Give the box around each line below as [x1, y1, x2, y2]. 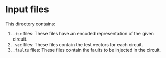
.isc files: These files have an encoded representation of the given [12, 30, 154, 36]
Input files [5, 4, 50, 15]
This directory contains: [5, 21, 55, 27]
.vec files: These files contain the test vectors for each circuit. [12, 41, 144, 47]
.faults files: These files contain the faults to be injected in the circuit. [12, 47, 161, 53]
